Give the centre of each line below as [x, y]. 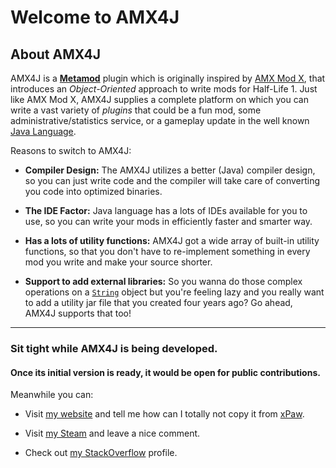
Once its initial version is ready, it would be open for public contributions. [165, 372]
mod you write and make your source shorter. [118, 262]
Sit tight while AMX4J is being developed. [114, 348]
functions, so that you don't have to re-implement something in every [167, 251]
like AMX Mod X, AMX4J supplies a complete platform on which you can [159, 99]
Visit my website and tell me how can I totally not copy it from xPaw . [164, 414]
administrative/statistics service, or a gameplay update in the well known [160, 120]
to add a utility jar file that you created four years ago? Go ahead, [158, 302]
